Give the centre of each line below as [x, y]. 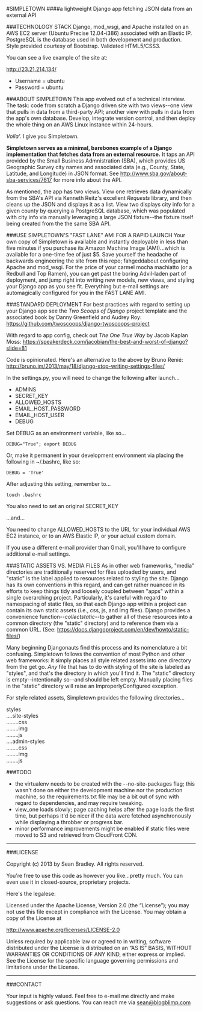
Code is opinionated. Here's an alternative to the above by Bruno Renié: [95, 360]
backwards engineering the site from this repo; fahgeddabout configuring [97, 261]
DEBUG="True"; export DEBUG [41, 444]
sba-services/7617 [29, 180]
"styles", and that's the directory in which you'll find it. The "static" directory [101, 673]
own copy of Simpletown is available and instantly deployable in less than [97, 241]
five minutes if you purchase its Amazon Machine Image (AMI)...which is [96, 248]
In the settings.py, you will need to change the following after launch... [93, 378]
